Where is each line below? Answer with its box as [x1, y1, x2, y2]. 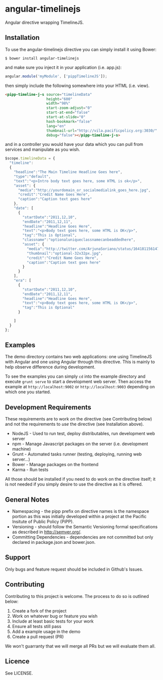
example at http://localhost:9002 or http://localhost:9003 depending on [5, 384, 155, 390]
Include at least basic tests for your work [12, 618, 94, 624]
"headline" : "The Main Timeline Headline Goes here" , [14, 170, 123, 174]
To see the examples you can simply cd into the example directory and [5, 373, 146, 380]
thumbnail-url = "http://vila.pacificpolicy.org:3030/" [46, 128, 158, 133]
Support [5, 553, 31, 562]
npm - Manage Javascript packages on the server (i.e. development [12, 441, 148, 447]
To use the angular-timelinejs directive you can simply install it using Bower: [5, 46, 157, 52]
